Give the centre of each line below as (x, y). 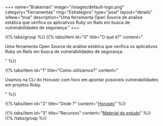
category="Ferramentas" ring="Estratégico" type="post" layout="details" (79, 12)
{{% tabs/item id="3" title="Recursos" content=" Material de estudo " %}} (78, 113)
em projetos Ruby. (23, 85)
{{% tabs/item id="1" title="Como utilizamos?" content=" (62, 70)
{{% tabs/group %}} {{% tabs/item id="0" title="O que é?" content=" (74, 37)
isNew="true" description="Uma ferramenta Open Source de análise (74, 17)
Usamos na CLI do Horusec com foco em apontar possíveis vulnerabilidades (82, 80)
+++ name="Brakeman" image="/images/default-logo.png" (65, 7)
